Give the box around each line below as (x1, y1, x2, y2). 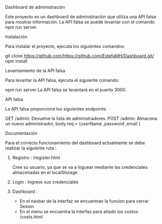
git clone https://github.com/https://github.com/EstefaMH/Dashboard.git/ (5, 53, 154, 59)
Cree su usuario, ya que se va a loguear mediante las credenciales (12, 164, 148, 170)
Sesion (19, 203, 34, 209)
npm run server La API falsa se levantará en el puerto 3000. (5, 87, 127, 93)
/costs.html (19, 214, 43, 220)
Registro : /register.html (12, 155, 60, 160)
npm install (5, 58, 28, 64)
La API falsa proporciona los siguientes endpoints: (5, 106, 107, 112)
